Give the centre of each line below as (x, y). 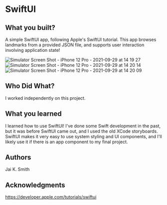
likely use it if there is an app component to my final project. (67, 142)
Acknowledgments (35, 185)
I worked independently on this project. (45, 98)
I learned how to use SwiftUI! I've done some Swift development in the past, (83, 126)
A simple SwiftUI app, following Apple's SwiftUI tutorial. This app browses (81, 39)
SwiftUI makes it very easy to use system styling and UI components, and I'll (83, 136)
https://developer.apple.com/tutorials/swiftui (51, 197)
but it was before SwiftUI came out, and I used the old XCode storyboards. (82, 131)
